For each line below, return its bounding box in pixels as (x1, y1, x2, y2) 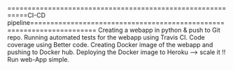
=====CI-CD (7, 11, 46, 19)
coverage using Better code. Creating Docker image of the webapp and (7, 41, 213, 49)
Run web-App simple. (7, 55, 70, 63)
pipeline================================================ (7, 19, 225, 26)
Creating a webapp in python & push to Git (97, 26, 220, 34)
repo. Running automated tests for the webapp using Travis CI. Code (7, 33, 205, 42)
